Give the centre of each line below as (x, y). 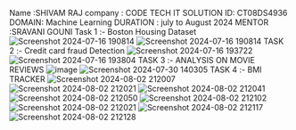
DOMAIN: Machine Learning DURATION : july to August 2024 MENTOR (139, 22)
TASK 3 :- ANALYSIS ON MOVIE (197, 60)
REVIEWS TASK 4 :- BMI (136, 69)
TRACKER (28, 79)
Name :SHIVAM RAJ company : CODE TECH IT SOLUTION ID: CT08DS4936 (148, 13)
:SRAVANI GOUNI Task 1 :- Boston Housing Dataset (103, 32)
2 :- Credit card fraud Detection (67, 51)
